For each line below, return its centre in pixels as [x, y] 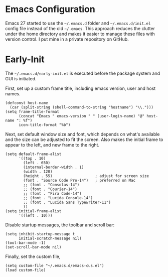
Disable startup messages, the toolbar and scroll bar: [60, 225]
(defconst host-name [27, 103]
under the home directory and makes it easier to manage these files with [80, 34]
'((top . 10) [32, 158]
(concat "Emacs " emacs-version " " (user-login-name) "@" [81, 116]
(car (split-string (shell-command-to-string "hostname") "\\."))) [82, 107]
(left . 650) [37, 163]
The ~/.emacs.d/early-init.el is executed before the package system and [83, 73]
